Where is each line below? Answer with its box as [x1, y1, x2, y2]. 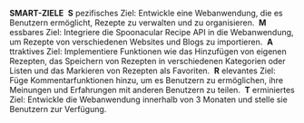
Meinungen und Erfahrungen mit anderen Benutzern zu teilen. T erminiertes [9, 85, 295, 95]
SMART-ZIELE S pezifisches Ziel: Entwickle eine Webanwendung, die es [9, 8, 283, 18]
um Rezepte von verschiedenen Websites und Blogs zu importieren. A [9, 36, 274, 47]
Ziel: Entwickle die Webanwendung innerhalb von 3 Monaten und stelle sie [9, 94, 288, 105]
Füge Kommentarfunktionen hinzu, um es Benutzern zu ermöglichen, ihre [9, 75, 284, 85]
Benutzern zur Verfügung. [9, 104, 107, 114]
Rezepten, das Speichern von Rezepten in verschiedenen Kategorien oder [9, 56, 286, 66]
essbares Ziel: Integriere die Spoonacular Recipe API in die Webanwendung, [9, 27, 294, 37]
